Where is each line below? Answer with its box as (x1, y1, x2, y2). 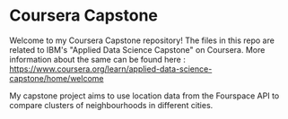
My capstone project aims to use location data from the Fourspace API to (9, 90, 280, 101)
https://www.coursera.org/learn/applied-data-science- (9, 64, 213, 74)
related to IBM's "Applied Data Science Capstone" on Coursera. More (9, 44, 266, 55)
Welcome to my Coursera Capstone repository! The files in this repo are (9, 35, 275, 46)
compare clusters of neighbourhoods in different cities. (9, 99, 214, 110)
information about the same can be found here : (9, 54, 186, 64)
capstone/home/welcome (9, 72, 104, 83)
